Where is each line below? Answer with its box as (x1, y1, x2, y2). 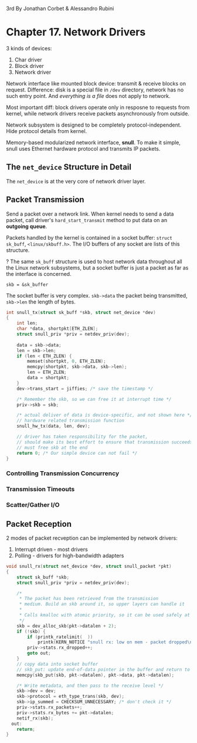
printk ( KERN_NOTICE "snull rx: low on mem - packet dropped (37, 639, 188, 645)
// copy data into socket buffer (16, 661, 98, 667)
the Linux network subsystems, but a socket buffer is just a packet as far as (6, 264, 189, 271)
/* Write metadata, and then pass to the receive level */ (16, 683, 164, 689)
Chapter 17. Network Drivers (6, 26, 146, 39)
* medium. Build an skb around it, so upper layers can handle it (19, 601, 185, 607)
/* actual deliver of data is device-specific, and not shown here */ (16, 413, 193, 418)
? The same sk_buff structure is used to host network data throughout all (6, 258, 183, 265)
